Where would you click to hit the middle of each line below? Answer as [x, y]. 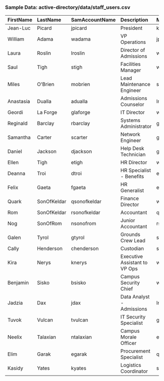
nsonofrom [84, 224]
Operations [133, 42]
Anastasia [19, 102]
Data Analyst [135, 297]
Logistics [131, 365]
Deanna [16, 173]
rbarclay [81, 124]
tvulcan [80, 320]
